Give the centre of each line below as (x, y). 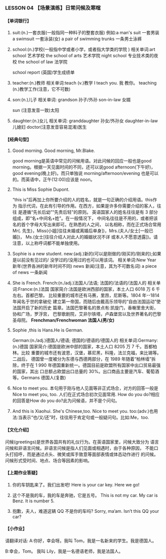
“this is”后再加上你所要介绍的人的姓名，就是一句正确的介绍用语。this (83, 200)
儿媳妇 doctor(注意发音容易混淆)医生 (50, 127)
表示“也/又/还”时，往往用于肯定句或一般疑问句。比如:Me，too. (86, 417)
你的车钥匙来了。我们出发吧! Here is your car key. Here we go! (76, 484)
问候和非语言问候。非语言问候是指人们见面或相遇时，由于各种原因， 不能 (80, 448)
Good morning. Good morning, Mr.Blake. (54, 151)
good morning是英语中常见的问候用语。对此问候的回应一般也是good (82, 161)
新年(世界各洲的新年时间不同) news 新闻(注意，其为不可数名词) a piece (84, 266)
